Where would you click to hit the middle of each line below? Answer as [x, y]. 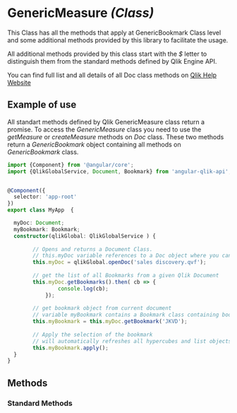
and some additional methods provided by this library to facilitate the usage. [118, 40]
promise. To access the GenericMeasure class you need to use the [104, 129]
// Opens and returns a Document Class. [93, 249]
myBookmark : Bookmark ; [47, 229]
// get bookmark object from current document [102, 308]
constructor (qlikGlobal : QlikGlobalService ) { [85, 236]
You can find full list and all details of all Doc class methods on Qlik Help [112, 75]
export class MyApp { [41, 210]
